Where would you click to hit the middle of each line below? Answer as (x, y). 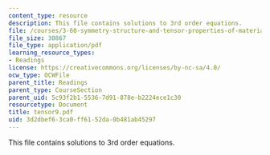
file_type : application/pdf (55, 46)
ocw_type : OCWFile (39, 75)
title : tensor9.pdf (41, 113)
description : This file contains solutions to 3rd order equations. (125, 23)
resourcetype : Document (48, 105)
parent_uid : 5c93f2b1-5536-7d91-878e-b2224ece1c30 (95, 97)
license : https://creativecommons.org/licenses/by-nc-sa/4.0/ (115, 68)
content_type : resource (48, 16)
